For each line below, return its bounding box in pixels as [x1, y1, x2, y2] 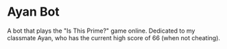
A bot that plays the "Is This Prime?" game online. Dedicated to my [7, 27, 195, 35]
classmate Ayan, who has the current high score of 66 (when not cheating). [7, 33, 221, 42]
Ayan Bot [7, 4, 60, 20]
